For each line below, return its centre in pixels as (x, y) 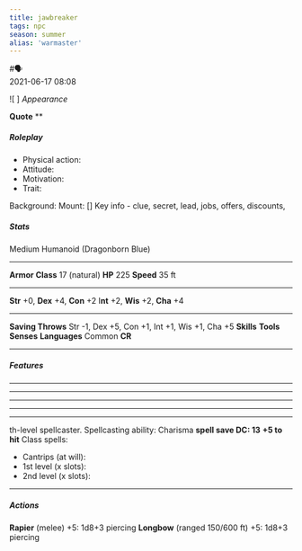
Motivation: (43, 179)
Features (27, 365)
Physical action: (52, 160)
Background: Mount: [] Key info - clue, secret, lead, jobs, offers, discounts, (147, 206)
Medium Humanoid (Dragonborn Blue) (80, 249)
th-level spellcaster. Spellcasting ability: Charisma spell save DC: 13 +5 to (146, 430)
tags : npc (28, 26)
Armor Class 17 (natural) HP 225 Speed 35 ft (93, 275)
